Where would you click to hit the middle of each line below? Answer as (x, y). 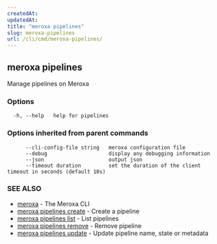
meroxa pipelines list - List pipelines (68, 218)
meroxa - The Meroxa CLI (53, 203)
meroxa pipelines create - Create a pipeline (78, 211)
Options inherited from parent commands (78, 133)
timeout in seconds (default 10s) (57, 172)
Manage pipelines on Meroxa (48, 83)
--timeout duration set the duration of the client (113, 165)
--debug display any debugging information (118, 153)
